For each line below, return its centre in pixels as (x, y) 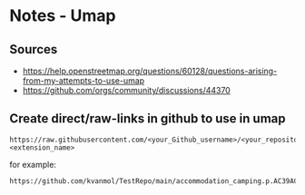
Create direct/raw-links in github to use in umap (148, 119)
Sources (34, 49)
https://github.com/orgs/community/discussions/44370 (127, 90)
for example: (33, 164)
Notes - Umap (63, 16)
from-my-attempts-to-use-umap (84, 81)
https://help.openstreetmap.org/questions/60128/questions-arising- (150, 71)
